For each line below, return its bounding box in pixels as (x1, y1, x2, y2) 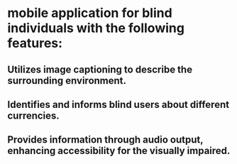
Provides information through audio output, (7, 133, 204, 146)
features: (7, 35, 62, 51)
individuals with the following (7, 20, 184, 36)
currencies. (7, 109, 60, 121)
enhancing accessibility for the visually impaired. (7, 145, 231, 157)
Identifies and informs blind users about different (7, 98, 229, 111)
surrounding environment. (7, 75, 126, 87)
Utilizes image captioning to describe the (7, 63, 193, 75)
